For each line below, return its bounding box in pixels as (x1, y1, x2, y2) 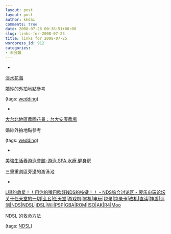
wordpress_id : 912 (5, 41, 44, 46)
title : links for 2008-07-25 (5, 36, 67, 41)
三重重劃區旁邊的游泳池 (5, 168, 55, 174)
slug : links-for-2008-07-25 (5, 31, 65, 36)
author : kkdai (5, 17, 36, 22)
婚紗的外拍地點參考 (5, 85, 46, 92)
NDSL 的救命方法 (5, 213, 41, 219)
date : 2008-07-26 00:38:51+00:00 (5, 27, 77, 32)
